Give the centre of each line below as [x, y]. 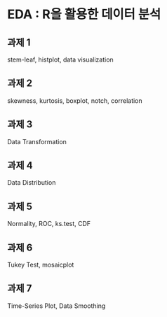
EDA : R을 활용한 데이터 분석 [84, 14]
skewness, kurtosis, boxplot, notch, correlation [75, 100]
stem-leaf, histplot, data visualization [60, 59]
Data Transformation [37, 141]
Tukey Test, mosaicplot [41, 265]
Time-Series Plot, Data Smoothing [56, 306]
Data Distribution [32, 183]
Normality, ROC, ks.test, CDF [49, 224]
